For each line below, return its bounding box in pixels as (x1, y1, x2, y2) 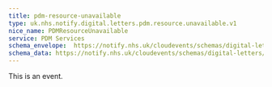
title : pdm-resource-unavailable (8, 11, 121, 20)
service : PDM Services (8, 34, 85, 43)
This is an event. (8, 72, 63, 81)
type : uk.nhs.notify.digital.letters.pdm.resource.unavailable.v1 (8, 19, 237, 27)
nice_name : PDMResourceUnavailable (8, 27, 129, 35)
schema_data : (8, 49, 53, 57)
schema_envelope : (8, 42, 67, 50)
